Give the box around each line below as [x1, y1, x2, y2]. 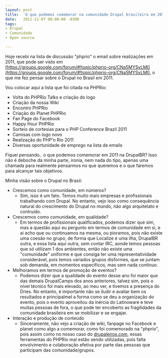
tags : [5, 21, 16, 27]
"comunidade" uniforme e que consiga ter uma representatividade [19, 251, 156, 257]
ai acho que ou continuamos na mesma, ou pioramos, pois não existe [19, 230, 162, 236]
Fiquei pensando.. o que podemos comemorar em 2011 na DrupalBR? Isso [5, 151, 157, 158]
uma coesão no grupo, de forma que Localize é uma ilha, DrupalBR [19, 235, 158, 241]
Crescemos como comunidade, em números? [12, 187, 106, 193]
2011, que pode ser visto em [5, 59, 63, 65]
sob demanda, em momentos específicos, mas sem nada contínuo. [19, 262, 158, 268]
